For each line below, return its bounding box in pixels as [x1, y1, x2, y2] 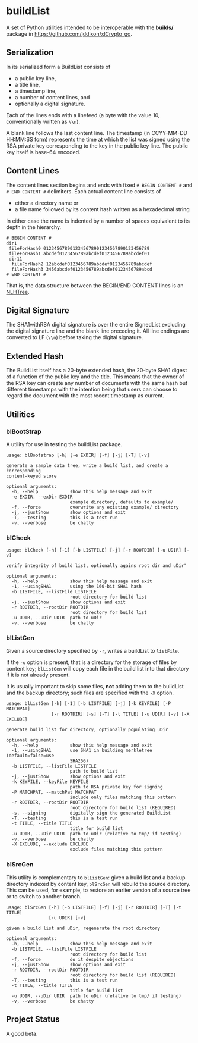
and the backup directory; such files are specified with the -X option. [6, 689, 174, 697]
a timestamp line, [14, 87, 57, 95]
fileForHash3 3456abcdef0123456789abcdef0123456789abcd [11, 266, 152, 272]
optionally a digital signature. [14, 100, 86, 107]
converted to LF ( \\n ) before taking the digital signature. [6, 334, 143, 341]
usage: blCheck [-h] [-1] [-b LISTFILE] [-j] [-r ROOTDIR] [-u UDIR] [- [6, 547, 190, 553]
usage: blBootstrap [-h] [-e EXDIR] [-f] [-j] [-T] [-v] [6, 452, 150, 458]
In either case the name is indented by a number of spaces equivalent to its [6, 217, 190, 224]
